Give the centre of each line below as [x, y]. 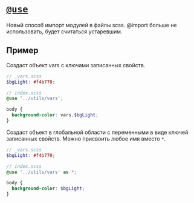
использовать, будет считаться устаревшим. [64, 32]
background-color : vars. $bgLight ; [55, 115]
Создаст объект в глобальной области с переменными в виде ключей [97, 132]
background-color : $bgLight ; [48, 188]
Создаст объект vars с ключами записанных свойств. [76, 65]
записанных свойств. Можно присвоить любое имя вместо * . [86, 138]
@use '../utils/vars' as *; [42, 172]
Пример [22, 51]
